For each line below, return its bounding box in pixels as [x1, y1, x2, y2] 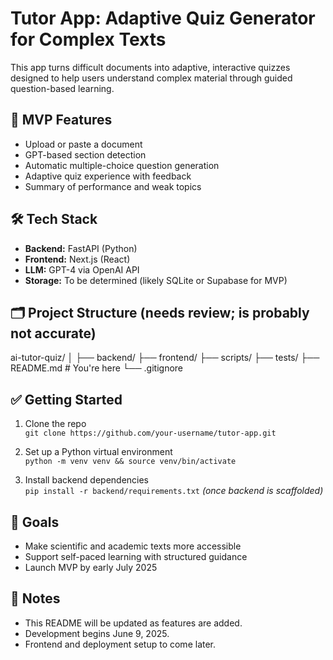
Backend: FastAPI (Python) [24, 242, 138, 254]
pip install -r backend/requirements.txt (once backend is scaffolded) [24, 485, 324, 497]
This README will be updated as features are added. [24, 617, 243, 629]
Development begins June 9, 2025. [24, 627, 170, 639]
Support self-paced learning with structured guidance [24, 551, 248, 562]
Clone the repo [24, 418, 87, 430]
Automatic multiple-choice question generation [24, 159, 220, 171]
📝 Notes [10, 590, 61, 607]
